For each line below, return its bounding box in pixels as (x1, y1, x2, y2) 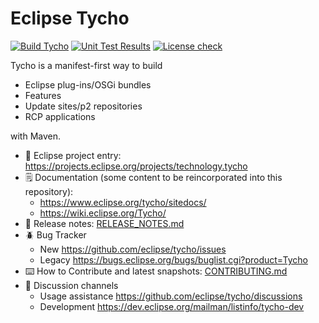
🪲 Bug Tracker (24, 228, 87, 241)
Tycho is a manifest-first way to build (10, 59, 163, 71)
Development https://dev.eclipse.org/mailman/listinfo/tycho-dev (39, 300, 305, 312)
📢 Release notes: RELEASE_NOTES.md (24, 217, 185, 229)
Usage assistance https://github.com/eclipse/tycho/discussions (39, 290, 303, 302)
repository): (24, 185, 74, 197)
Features (24, 89, 62, 101)
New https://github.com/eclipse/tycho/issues (39, 243, 227, 255)
